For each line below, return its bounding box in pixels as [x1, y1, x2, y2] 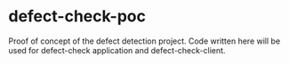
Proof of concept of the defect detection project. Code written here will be [8, 36, 281, 46]
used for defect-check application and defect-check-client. [8, 44, 226, 55]
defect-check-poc [8, 6, 146, 27]
